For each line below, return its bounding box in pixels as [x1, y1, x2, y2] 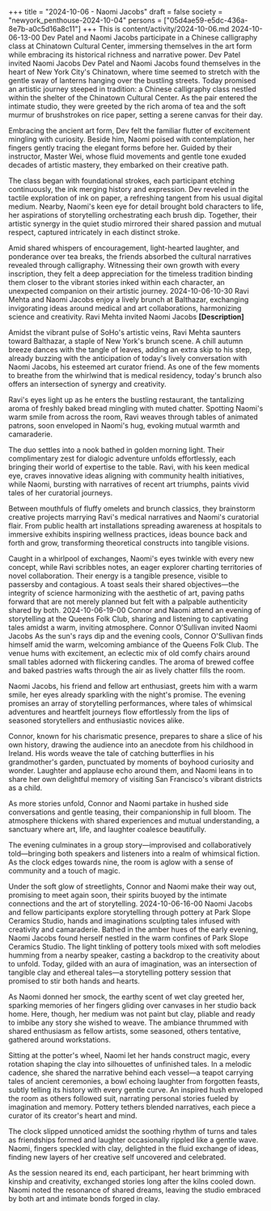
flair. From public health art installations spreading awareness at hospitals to [8, 521, 262, 530]
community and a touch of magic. [8, 866, 121, 875]
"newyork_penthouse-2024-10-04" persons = [8, 15, 163, 25]
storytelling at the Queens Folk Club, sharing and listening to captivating [8, 614, 248, 623]
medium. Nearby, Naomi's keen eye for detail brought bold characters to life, [8, 202, 264, 211]
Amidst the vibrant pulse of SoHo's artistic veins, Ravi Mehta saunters [8, 328, 241, 337]
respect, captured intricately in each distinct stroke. [8, 227, 180, 237]
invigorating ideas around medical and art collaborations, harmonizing [8, 304, 242, 312]
